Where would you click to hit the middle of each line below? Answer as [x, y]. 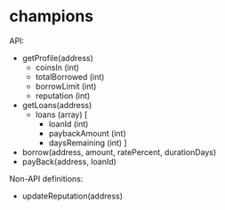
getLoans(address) [57, 105]
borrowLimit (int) [66, 86]
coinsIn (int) [57, 67]
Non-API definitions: [46, 178]
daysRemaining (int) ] [88, 143]
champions [52, 16]
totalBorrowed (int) [70, 76]
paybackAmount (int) [87, 133]
